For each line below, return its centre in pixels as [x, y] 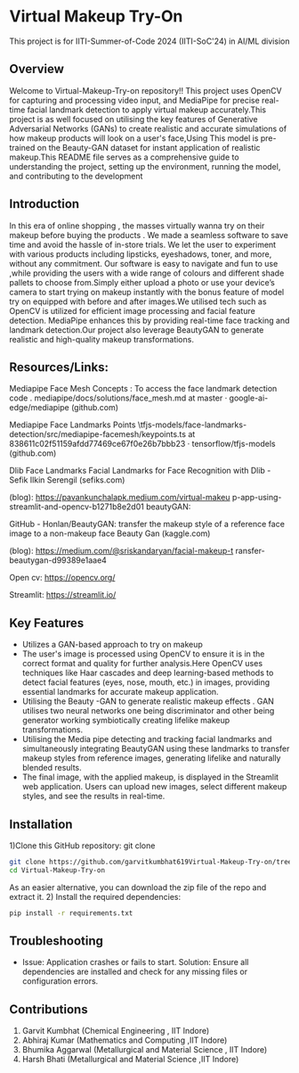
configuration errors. [60, 981]
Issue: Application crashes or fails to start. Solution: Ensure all [135, 962]
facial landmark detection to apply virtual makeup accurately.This [147, 110]
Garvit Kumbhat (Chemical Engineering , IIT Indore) [116, 1031]
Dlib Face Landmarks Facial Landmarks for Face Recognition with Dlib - [140, 471]
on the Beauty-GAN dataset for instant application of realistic [149, 147]
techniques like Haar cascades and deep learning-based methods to [148, 673]
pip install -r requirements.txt [71, 913]
